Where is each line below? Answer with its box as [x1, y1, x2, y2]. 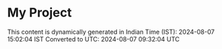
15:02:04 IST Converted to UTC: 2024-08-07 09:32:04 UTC [7, 35, 180, 43]
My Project [7, 5, 72, 21]
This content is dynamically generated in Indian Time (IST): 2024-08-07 [7, 28, 215, 36]
